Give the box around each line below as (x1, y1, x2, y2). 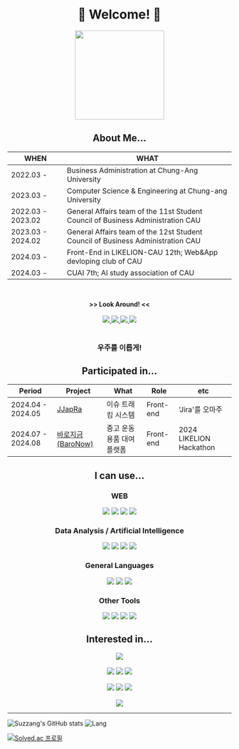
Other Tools (98, 595, 141, 605)
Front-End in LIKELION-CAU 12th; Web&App (66, 247, 218, 257)
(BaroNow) (56, 439, 94, 449)
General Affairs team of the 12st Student (66, 227, 203, 237)
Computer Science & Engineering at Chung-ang (66, 185, 228, 195)
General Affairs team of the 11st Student (66, 206, 203, 216)
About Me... (92, 132, 147, 145)
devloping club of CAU (66, 256, 142, 266)
